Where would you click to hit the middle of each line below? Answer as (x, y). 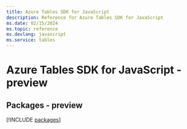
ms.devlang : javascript (36, 35)
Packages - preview (44, 105)
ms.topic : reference (32, 29)
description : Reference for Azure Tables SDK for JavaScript (85, 18)
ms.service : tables (31, 40)
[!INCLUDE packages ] (34, 120)
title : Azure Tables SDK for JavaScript (58, 12)
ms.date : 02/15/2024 (32, 23)
